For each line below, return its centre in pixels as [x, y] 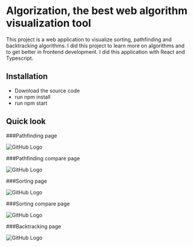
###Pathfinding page [32, 135]
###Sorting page [27, 181]
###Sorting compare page [38, 204]
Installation [27, 76]
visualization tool [49, 23]
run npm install [32, 97]
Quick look [26, 121]
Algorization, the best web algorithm [97, 11]
